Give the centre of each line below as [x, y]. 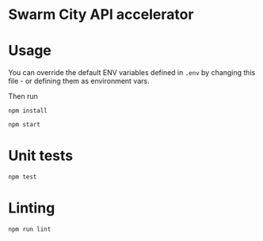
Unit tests [41, 156]
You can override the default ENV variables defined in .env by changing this [132, 73]
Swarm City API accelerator [101, 15]
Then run [23, 96]
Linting [32, 208]
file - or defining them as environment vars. [79, 81]
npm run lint [30, 229]
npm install [28, 111]
